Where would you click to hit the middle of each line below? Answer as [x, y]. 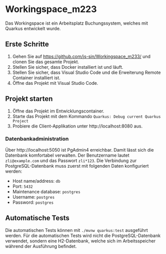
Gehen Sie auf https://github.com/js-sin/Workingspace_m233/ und [81, 56]
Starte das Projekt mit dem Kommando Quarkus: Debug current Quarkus [87, 116]
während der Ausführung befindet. [41, 246]
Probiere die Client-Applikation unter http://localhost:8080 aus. [77, 126]
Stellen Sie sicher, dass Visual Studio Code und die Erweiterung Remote [87, 72]
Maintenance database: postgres [46, 191]
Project [20, 121]
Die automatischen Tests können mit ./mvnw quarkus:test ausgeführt [76, 230]
